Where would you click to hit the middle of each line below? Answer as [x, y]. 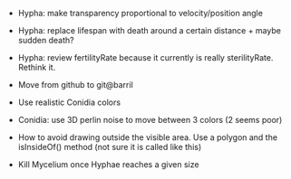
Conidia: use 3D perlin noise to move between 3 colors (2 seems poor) [150, 120]
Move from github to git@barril [75, 85]
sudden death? [46, 40]
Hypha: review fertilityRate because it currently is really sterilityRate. [145, 57]
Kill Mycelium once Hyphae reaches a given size [108, 165]
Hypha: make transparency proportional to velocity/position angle [140, 13]
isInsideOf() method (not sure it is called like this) [110, 147]
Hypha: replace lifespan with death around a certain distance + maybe [149, 30]
